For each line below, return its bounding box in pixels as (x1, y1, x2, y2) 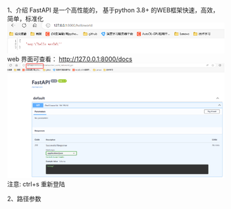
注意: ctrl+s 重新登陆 (7, 180, 66, 188)
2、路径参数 (7, 195, 41, 203)
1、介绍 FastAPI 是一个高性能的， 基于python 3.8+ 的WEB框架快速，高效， (7, 6, 219, 14)
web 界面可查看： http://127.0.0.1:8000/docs (7, 54, 132, 63)
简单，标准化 (7, 14, 43, 23)
